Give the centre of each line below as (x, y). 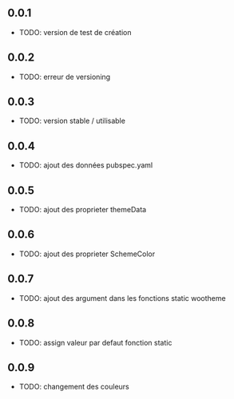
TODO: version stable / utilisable (72, 121)
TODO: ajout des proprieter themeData (83, 210)
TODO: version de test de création (75, 32)
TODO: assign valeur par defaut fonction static (95, 342)
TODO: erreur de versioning (65, 77)
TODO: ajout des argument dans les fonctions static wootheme (122, 298)
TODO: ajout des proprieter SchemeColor (87, 254)
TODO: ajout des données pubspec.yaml (86, 165)
